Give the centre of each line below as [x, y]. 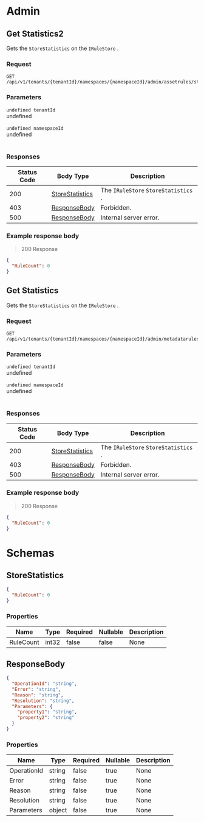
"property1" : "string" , [47, 712]
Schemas [30, 553]
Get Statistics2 [35, 34]
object [58, 810]
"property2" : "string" [46, 718]
